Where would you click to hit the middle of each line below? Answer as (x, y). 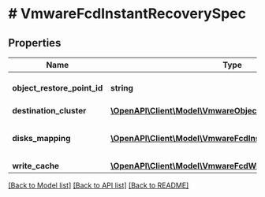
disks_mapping (41, 138)
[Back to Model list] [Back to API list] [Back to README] (99, 185)
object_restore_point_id (58, 88)
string (122, 88)
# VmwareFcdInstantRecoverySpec (127, 14)
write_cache (36, 166)
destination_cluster (49, 111)
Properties (35, 43)
